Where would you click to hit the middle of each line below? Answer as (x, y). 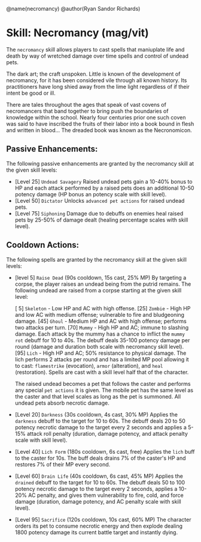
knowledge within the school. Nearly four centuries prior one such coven (96, 117)
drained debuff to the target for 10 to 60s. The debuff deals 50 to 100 (100, 482)
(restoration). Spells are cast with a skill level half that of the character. (102, 372)
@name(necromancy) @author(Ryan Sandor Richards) (73, 9)
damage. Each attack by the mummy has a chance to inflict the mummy (100, 334)
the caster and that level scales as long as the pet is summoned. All (98, 396)
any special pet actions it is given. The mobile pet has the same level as (104, 390)
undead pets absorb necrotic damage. (62, 403)
